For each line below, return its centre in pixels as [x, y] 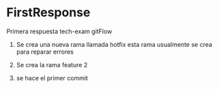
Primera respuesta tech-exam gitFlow [59, 31]
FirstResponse [48, 13]
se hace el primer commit [52, 78]
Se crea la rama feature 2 [52, 65]
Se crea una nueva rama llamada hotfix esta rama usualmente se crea [114, 44]
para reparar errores [45, 52]
